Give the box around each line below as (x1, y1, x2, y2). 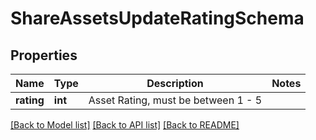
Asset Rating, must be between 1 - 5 (88, 93, 263, 107)
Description (146, 77, 204, 90)
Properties (10, 47, 78, 64)
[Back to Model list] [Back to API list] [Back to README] (10, 119, 240, 131)
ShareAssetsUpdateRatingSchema (10, 7, 305, 30)
